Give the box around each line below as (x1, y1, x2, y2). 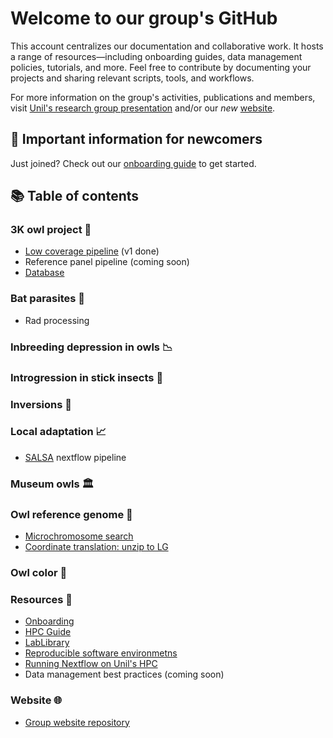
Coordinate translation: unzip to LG (24, 541, 169, 553)
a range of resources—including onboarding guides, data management (10, 50, 303, 62)
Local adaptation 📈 (10, 425, 107, 439)
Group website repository (24, 716, 130, 728)
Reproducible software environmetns (24, 647, 178, 659)
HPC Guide (24, 626, 72, 638)
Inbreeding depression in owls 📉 (10, 340, 173, 354)
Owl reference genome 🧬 (10, 507, 133, 521)
